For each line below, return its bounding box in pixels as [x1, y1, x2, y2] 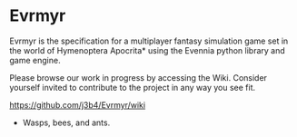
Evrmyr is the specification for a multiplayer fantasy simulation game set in [9, 35, 289, 46]
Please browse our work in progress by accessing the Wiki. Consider [9, 72, 268, 83]
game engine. [9, 54, 61, 65]
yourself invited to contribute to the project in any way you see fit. [9, 82, 256, 93]
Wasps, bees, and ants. [22, 117, 111, 128]
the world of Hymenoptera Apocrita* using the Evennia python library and [9, 44, 286, 55]
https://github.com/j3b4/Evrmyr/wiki [9, 99, 146, 110]
